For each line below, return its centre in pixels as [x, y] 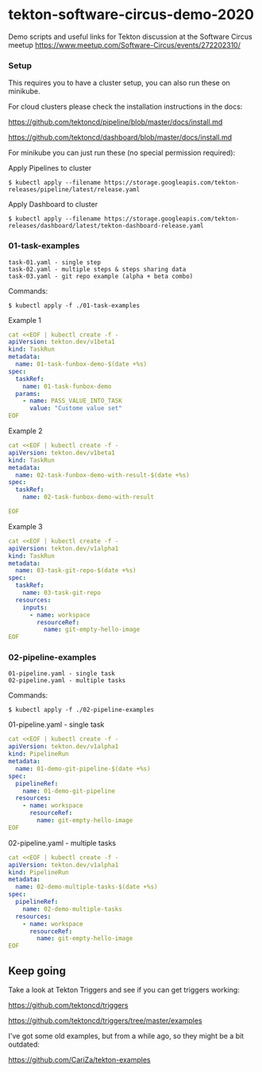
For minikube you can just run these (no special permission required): [122, 153]
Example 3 [25, 526]
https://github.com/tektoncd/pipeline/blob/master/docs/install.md [116, 122]
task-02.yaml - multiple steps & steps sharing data [97, 269]
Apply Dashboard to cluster [53, 205]
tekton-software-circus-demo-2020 [131, 15]
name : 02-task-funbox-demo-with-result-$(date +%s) [103, 475]
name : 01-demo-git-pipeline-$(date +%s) [83, 768]
